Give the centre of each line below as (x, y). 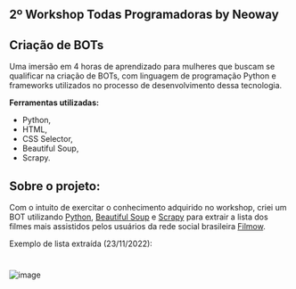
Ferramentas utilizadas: (54, 103)
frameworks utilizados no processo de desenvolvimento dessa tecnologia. (146, 86)
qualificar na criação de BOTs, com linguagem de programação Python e (143, 76)
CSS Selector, (47, 139)
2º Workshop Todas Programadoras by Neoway (144, 15)
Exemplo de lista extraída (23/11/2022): (81, 244)
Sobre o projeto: (55, 186)
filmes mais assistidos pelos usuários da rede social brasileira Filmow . (137, 227)
